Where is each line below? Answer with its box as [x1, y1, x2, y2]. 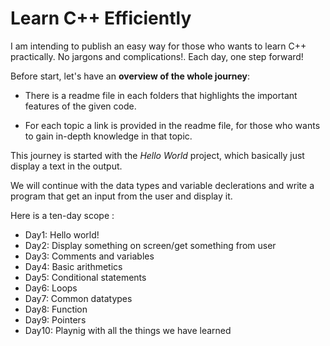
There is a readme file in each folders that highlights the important [24, 89, 298, 101]
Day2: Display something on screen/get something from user [24, 239, 277, 251]
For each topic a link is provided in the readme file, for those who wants [24, 119, 321, 131]
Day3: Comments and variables [24, 250, 155, 262]
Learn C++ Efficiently [10, 7, 192, 30]
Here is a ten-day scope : [10, 209, 115, 221]
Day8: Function [24, 303, 88, 315]
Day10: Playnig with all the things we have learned [24, 324, 232, 336]
